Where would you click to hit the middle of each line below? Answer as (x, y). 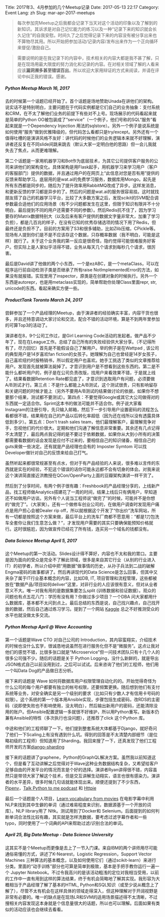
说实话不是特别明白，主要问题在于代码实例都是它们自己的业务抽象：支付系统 (82, 107)
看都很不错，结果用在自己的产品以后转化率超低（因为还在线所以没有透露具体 (82, 416)
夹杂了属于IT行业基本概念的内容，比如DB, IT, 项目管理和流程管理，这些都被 (81, 578)
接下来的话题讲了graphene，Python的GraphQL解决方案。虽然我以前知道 (78, 757)
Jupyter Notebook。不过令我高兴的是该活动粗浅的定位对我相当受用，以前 (85, 872)
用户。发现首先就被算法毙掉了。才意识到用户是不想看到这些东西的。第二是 (80, 366)
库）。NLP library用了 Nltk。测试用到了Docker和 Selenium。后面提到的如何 (80, 811)
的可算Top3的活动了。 (27, 325)
